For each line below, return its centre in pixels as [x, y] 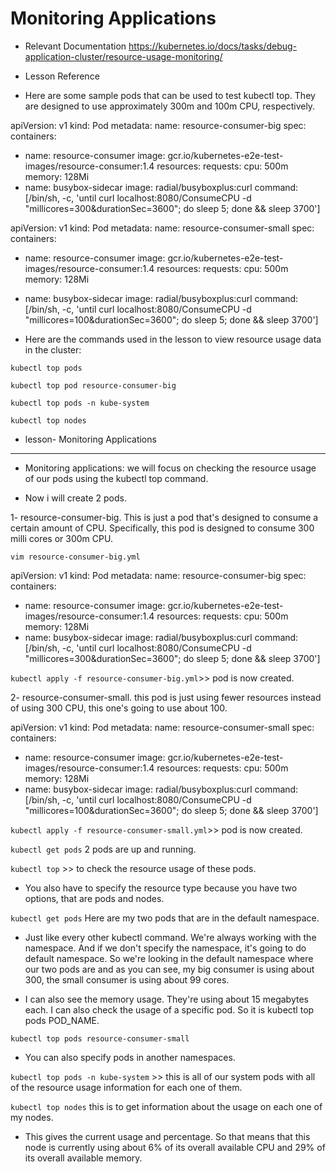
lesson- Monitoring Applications [90, 439]
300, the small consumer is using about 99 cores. [127, 979]
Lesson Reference [62, 76]
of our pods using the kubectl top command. [116, 478]
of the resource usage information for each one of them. [126, 1087]
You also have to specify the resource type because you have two [161, 888]
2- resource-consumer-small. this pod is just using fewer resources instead [166, 697]
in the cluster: [53, 349]
